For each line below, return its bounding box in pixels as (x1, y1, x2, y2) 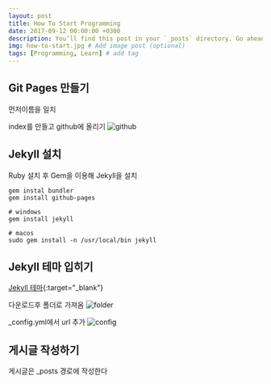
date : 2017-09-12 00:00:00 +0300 (8, 27, 121, 35)
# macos (8, 229, 35, 237)
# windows (8, 208, 42, 216)
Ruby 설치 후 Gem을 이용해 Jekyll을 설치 (8, 171, 138, 180)
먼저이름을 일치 (8, 104, 56, 114)
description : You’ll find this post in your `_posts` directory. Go (8, 34, 244, 43)
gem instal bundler (8, 187, 74, 195)
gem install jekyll (8, 215, 74, 223)
